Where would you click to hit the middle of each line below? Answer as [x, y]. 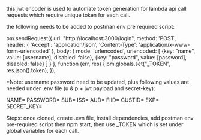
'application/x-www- [164, 45]
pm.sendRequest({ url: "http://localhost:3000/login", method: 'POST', [91, 38]
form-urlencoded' [28, 51]
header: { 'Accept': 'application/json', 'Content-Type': [72, 45]
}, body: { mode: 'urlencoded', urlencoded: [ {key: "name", [123, 51]
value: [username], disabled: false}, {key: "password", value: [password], [97, 57]
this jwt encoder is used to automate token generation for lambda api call [97, 9]
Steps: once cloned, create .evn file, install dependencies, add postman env [100, 118]
